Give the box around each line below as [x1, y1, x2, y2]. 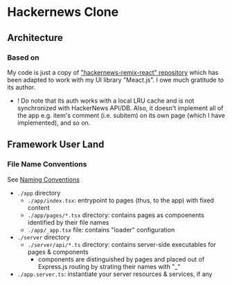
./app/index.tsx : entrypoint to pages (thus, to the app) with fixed [27, 196, 215, 205]
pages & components [27, 248, 89, 256]
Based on [7, 53, 39, 62]
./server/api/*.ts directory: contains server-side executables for [27, 240, 217, 248]
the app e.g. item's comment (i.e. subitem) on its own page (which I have [17, 111, 225, 119]
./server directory [17, 233, 71, 241]
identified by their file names [27, 218, 109, 226]
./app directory [17, 189, 61, 197]
